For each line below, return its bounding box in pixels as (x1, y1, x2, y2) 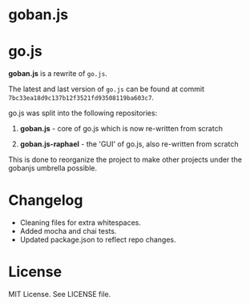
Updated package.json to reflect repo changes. (19, 235, 176, 245)
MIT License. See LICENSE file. (8, 290, 111, 299)
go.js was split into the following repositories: (8, 108, 158, 118)
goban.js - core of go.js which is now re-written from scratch (19, 124, 223, 134)
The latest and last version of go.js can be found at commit (8, 84, 205, 94)
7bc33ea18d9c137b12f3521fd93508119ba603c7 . (8, 93, 155, 102)
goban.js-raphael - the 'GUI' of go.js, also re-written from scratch (19, 139, 239, 149)
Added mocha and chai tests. (19, 227, 117, 236)
